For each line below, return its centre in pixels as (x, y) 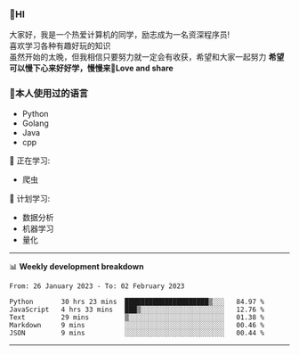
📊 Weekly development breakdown (77, 266)
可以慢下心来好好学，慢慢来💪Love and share (91, 68)
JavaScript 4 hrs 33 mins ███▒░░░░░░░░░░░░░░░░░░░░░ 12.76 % (137, 310)
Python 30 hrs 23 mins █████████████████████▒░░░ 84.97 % (137, 301)
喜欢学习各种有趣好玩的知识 (60, 46)
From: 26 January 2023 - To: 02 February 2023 (97, 286)
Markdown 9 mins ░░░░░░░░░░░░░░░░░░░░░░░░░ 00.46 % (137, 325)
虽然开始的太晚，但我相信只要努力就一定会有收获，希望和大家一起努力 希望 (147, 57)
